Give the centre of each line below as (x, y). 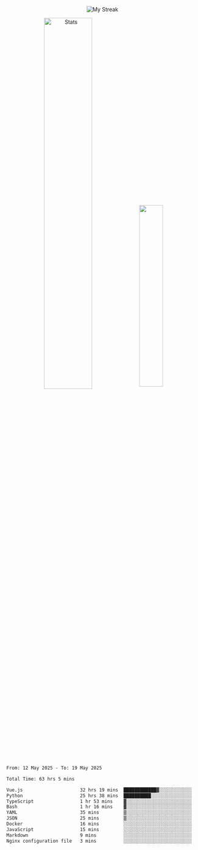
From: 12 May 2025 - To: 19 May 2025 (54, 768)
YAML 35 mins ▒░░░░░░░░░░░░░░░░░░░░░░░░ (99, 813)
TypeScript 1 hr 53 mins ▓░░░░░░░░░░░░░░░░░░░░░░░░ (99, 801)
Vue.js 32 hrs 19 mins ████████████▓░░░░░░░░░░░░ (99, 790)
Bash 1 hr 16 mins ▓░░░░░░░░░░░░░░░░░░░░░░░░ (99, 807)
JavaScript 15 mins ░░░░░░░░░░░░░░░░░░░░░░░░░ (99, 829)
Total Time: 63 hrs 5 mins (41, 779)
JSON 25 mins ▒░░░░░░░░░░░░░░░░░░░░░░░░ (99, 818)
